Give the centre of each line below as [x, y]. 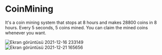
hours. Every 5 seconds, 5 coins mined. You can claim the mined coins [77, 27]
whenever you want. [26, 33]
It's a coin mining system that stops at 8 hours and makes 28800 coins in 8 [81, 22]
